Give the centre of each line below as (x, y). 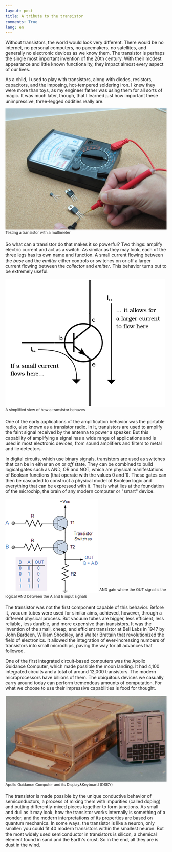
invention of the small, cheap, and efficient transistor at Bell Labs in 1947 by (85, 629)
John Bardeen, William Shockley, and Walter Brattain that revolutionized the (85, 635)
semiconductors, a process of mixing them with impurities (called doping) (83, 801)
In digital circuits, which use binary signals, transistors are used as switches (85, 459)
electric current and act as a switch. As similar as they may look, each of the (86, 249)
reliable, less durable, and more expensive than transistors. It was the (79, 624)
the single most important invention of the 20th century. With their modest (83, 58)
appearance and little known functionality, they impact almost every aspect (84, 64)
